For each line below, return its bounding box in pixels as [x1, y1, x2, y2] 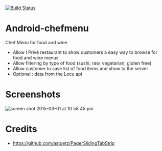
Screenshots [5, 89, 61, 100]
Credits [5, 124, 37, 135]
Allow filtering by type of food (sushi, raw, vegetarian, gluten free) [12, 60, 152, 66]
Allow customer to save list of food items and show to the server [12, 65, 148, 71]
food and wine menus [12, 54, 59, 61]
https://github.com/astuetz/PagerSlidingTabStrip [12, 140, 115, 146]
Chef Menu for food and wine [5, 39, 67, 45]
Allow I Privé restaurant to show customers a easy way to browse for [12, 49, 157, 55]
